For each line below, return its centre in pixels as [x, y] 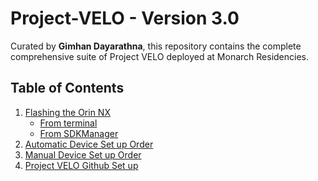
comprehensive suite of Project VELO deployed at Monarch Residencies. [160, 56]
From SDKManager [79, 133]
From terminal [68, 123]
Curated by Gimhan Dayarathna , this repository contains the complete [156, 46]
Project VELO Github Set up [81, 165]
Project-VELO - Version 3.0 [125, 18]
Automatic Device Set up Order [89, 144]
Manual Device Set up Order [83, 154]
